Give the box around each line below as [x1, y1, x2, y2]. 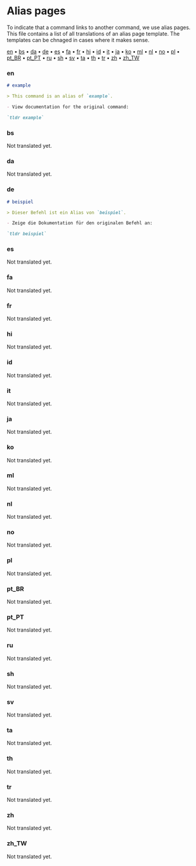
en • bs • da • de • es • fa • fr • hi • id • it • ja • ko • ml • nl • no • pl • [7, 47, 180, 55]
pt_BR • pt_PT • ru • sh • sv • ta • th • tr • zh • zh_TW [7, 54, 140, 61]
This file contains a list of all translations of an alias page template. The [7, 30, 180, 37]
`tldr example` [7, 115, 44, 120]
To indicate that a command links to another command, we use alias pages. [7, 24, 191, 31]
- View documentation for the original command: [7, 104, 129, 110]
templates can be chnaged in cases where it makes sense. [7, 36, 150, 43]
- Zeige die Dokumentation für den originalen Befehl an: [7, 220, 153, 226]
